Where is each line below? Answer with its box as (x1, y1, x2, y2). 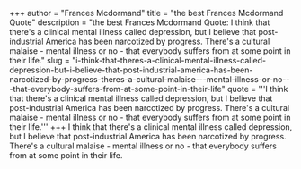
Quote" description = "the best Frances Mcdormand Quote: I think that (9, 17, 270, 28)
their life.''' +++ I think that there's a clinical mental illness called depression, (9, 122, 293, 132)
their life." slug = (9, 55, 70, 65)
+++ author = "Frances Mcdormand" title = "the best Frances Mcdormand (9, 8, 284, 18)
